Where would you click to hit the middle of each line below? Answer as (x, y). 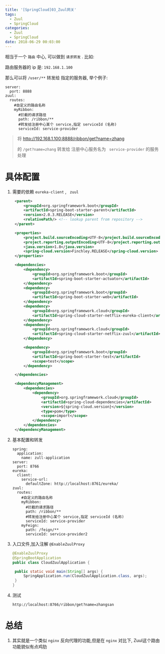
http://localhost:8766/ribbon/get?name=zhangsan (63, 605)
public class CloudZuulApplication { (51, 562)
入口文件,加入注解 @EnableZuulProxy (49, 544)
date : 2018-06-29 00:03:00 (33, 42)
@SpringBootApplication (37, 558)
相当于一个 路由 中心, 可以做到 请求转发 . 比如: (50, 56)
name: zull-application (46, 458)
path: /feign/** (42, 530)
